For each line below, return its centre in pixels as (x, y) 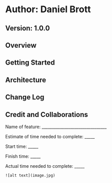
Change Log (25, 97)
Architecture (26, 80)
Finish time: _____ (23, 156)
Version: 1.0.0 (28, 28)
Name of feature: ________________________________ (56, 127)
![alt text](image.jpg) (30, 175)
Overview (21, 45)
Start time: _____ (22, 146)
